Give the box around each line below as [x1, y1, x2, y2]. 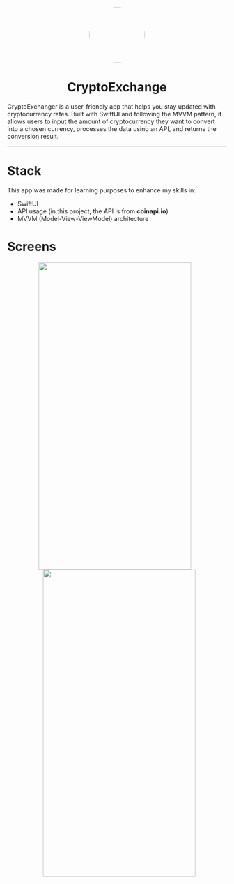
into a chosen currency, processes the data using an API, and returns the [7, 124, 217, 132]
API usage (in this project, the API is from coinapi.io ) [17, 206, 169, 215]
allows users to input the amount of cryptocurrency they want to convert [7, 117, 216, 125]
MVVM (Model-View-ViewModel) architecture [17, 214, 149, 222]
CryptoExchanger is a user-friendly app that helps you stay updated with [7, 102, 216, 111]
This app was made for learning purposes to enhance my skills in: [7, 185, 196, 195]
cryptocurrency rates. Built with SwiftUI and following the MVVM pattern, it [7, 109, 221, 118]
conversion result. [7, 132, 59, 140]
